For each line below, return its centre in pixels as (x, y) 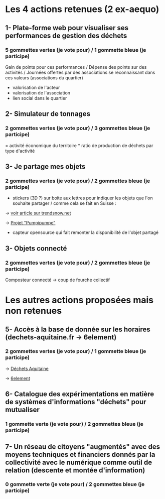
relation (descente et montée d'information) (75, 470)
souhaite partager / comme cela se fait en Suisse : (64, 203)
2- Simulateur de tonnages (48, 114)
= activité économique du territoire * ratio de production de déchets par (79, 145)
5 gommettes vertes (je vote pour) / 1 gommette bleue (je (76, 50)
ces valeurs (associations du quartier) (44, 78)
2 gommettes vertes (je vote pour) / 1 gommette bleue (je (76, 351)
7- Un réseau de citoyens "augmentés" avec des (83, 447)
